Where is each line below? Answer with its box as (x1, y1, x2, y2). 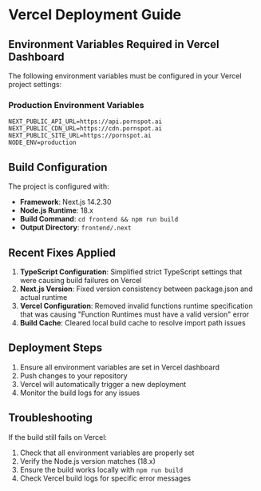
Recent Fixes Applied (8, 245, 116, 259)
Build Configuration (8, 160, 108, 174)
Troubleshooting (8, 411, 93, 425)
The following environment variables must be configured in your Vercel (8, 71, 242, 81)
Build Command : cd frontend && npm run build (19, 214, 179, 224)
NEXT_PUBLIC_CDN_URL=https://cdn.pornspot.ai (8, 125, 162, 133)
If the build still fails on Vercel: (8, 432, 108, 441)
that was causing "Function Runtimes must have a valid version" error (19, 309, 250, 319)
